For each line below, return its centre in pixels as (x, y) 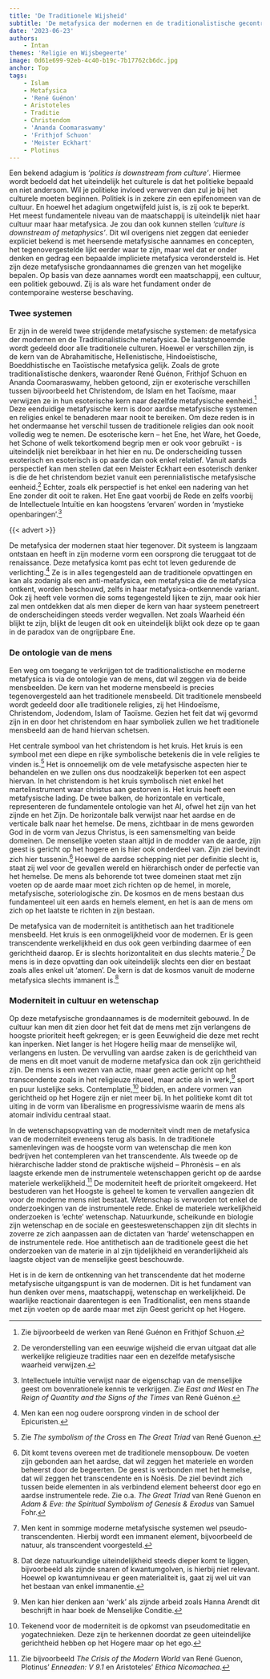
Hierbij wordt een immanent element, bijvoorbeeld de (165, 1537)
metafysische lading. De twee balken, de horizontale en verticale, (117, 798)
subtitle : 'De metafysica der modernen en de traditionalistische (122, 23)
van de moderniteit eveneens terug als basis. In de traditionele (112, 1138)
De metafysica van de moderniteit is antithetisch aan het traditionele (122, 925)
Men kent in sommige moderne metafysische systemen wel (119, 1528)
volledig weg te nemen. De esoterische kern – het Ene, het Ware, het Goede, (135, 435)
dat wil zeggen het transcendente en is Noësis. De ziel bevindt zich (132, 1478)
